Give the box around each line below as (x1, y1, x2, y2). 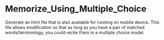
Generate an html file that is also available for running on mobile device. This (5, 19, 160, 25)
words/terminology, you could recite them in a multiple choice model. (5, 29, 145, 35)
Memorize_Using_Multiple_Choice (5, 3, 147, 14)
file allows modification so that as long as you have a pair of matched (5, 24, 145, 30)
